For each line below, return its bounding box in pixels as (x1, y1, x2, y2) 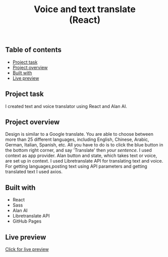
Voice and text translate (33, 4, 136, 15)
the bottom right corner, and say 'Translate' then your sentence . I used (5, 147, 152, 153)
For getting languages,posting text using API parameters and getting (5, 163, 147, 170)
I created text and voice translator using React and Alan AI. (5, 103, 128, 109)
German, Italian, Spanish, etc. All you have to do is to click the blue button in (5, 142, 163, 148)
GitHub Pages (12, 218, 42, 224)
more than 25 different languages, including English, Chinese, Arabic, (5, 136, 149, 142)
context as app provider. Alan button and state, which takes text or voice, (5, 152, 157, 159)
